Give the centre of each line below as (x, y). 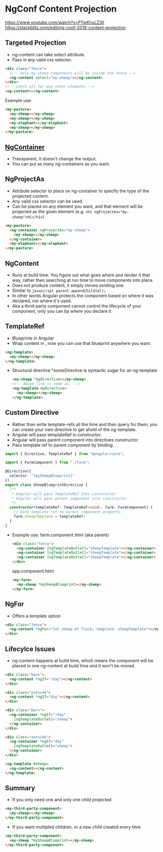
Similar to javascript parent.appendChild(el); (59, 290)
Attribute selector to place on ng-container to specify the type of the (81, 191)
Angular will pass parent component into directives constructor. (75, 440)
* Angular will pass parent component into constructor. (70, 498)
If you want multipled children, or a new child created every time (76, 827)
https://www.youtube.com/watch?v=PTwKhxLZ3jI (55, 22)
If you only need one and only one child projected (62, 800)
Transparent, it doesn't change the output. (54, 159)
